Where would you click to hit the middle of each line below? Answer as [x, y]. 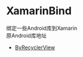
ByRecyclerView [35, 47]
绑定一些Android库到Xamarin [42, 28]
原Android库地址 [26, 35]
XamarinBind [39, 11]
